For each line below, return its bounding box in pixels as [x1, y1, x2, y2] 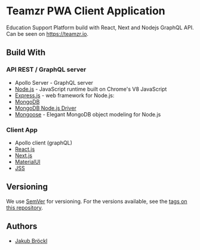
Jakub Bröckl [14, 237, 48, 244]
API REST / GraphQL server [6, 66, 87, 74]
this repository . [6, 204, 44, 211]
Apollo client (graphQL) [14, 139, 73, 146]
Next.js [14, 152, 33, 159]
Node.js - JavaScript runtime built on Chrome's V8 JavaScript [14, 85, 167, 92]
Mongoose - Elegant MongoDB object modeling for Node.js [14, 110, 161, 118]
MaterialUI [14, 158, 41, 165]
